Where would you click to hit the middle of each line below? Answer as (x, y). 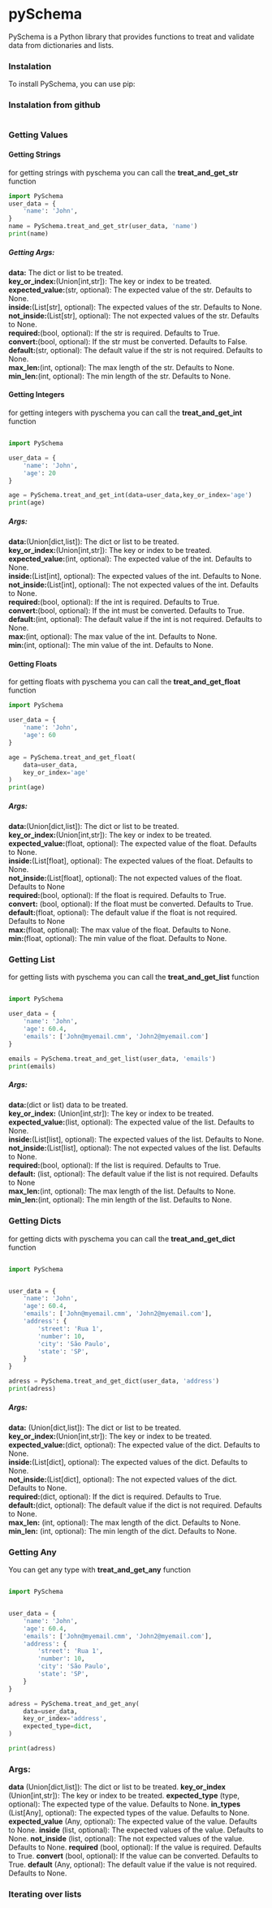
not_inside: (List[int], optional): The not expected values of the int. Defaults (134, 585)
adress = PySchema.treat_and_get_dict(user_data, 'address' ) (114, 1381)
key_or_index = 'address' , (65, 1719)
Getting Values (38, 135)
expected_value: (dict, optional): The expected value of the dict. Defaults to (134, 1444)
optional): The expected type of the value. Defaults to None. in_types (125, 1804)
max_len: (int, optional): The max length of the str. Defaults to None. (121, 367)
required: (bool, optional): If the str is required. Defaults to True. (114, 333)
